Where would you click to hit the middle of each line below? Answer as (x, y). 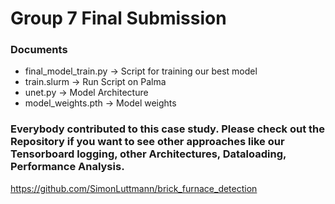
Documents (39, 50)
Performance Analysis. (67, 167)
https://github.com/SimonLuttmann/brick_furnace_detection (134, 188)
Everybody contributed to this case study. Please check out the (167, 129)
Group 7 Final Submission (118, 18)
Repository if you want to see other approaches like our (147, 142)
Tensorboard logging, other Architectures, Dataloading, (148, 154)
